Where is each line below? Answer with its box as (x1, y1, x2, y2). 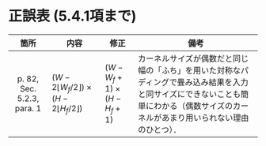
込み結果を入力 (192, 77, 249, 88)
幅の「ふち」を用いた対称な (138, 65, 241, 76)
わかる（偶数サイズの (154, 100, 234, 111)
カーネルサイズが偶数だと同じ (138, 53, 249, 64)
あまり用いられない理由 (161, 112, 249, 123)
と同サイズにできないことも (138, 88, 241, 99)
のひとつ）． (138, 124, 181, 135)
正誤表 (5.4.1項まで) (8, 7, 137, 25)
